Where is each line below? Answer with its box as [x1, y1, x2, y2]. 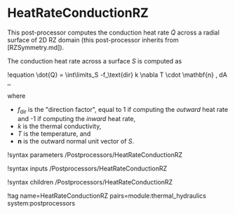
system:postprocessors [7, 199, 76, 207]
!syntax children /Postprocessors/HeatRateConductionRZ [7, 177, 173, 186]
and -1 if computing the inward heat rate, [17, 114, 136, 122]
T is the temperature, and [17, 129, 91, 138]
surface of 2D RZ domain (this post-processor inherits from [7, 35, 179, 44]
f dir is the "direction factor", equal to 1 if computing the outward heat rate [17, 105, 229, 115]
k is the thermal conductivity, [17, 122, 102, 130]
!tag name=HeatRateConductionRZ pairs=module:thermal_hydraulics [7, 191, 207, 200]
